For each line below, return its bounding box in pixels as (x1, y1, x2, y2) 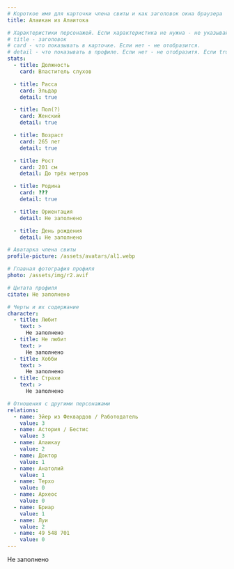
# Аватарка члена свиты (7, 247, 77, 254)
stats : (7, 55, 26, 63)
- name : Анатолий (13, 465, 64, 472)
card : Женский (19, 113, 61, 120)
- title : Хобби (13, 355, 58, 362)
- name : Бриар (13, 504, 54, 510)
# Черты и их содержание (7, 304, 79, 311)
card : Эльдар (19, 87, 58, 94)
